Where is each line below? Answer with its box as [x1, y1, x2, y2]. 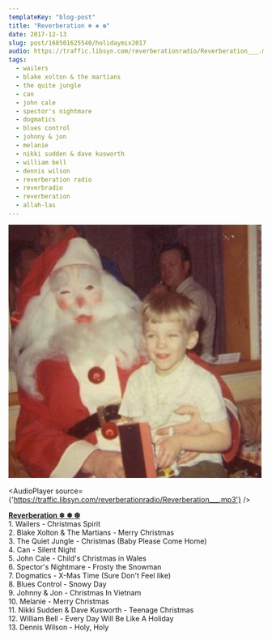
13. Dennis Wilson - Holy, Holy [8, 622, 109, 632]
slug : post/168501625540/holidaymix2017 [8, 39, 147, 47]
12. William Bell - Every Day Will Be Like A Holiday [8, 613, 174, 623]
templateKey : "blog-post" [8, 13, 96, 21]
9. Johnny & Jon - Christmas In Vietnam [8, 587, 142, 597]
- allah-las [15, 201, 57, 210]
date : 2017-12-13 [8, 30, 67, 38]
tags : [8, 56, 27, 64]
